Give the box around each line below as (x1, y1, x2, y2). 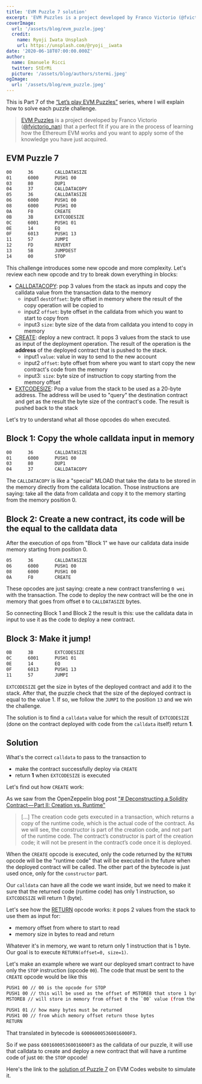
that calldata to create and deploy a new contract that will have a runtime (6, 1047, 187, 1054)
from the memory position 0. (6, 496, 77, 504)
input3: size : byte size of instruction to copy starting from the (23, 372, 176, 379)
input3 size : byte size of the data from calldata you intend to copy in (23, 320, 194, 328)
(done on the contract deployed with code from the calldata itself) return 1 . (6, 720, 194, 727)
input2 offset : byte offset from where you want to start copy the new (23, 359, 195, 366)
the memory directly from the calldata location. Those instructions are (6, 483, 179, 491)
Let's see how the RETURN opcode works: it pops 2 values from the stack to (6, 906, 196, 913)
